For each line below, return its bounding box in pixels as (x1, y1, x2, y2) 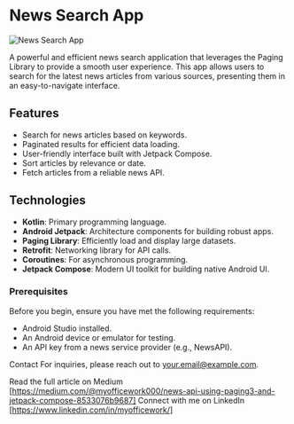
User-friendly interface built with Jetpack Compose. (21, 148, 213, 159)
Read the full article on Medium (9, 376, 124, 387)
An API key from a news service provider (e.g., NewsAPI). (21, 342, 233, 352)
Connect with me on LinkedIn (137, 395, 245, 405)
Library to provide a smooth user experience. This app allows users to (9, 61, 265, 72)
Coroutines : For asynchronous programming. (21, 254, 189, 264)
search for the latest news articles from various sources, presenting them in (9, 70, 286, 81)
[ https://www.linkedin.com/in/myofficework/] (9, 404, 174, 415)
